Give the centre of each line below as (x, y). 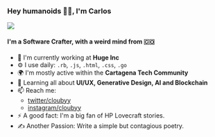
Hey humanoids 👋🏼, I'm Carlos (59, 11)
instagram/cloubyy (54, 107)
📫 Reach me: (37, 90)
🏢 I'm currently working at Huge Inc (68, 57)
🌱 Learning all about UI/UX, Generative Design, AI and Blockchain (112, 82)
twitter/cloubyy (49, 100)
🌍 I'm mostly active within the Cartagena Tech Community (103, 73)
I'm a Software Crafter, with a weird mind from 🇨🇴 (81, 42)
